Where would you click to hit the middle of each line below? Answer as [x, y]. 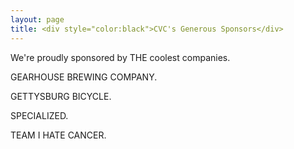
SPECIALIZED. [39, 115]
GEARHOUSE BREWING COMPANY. [84, 77]
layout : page [37, 19]
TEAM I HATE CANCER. [58, 135]
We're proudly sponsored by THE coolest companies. [120, 57]
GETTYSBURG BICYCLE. [61, 96]
